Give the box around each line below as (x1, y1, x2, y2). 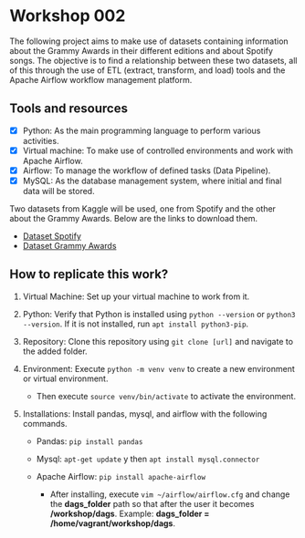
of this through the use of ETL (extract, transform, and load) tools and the (9, 65, 286, 76)
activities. (22, 135, 59, 146)
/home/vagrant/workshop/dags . (49, 517, 176, 529)
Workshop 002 (9, 5, 126, 26)
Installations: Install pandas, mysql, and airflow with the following (22, 408, 268, 419)
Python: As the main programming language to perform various (22, 125, 261, 136)
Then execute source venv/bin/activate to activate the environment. (36, 390, 297, 401)
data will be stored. (22, 186, 95, 196)
